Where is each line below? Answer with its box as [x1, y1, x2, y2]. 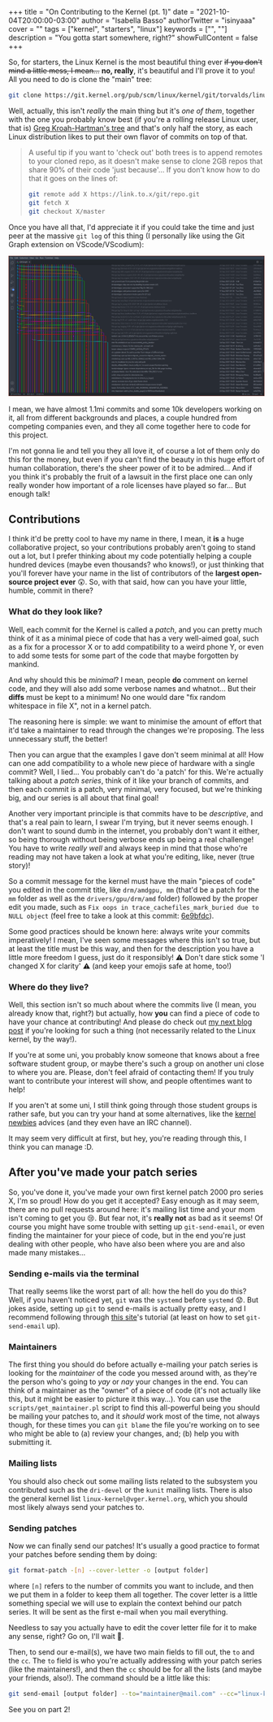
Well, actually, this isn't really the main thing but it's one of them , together [8, 106, 255, 115]
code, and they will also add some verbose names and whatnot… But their [8, 683, 257, 694]
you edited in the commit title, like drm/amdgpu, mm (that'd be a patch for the [8, 885, 260, 894]
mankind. [8, 659, 40, 669]
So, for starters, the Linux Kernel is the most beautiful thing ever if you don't [8, 57, 262, 67]
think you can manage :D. [8, 1142, 94, 1152]
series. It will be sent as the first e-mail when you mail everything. [8, 1607, 228, 1616]
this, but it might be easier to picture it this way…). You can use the [8, 1394, 232, 1404]
